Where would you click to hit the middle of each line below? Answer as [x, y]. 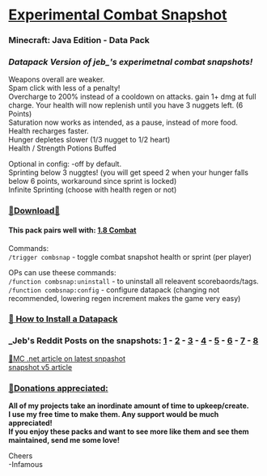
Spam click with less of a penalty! [64, 88]
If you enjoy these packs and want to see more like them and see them [129, 431]
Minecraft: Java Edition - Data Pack [79, 40]
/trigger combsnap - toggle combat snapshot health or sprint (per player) [130, 257]
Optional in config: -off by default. [65, 164]
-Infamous [25, 465]
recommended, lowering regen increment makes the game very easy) [125, 298]
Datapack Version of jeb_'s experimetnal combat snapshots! [131, 62]
